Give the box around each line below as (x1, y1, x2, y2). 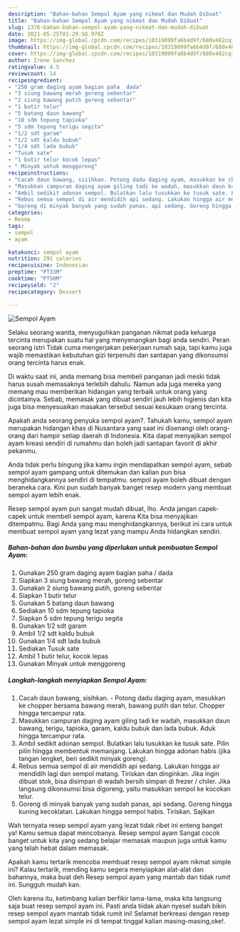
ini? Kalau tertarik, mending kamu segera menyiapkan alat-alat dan (8, 865, 204, 874)
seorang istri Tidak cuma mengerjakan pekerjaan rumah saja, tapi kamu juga (8, 343, 232, 351)
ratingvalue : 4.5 (8, 63, 60, 71)
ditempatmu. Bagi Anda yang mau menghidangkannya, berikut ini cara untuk (8, 519, 233, 528)
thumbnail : (8, 43, 41, 51)
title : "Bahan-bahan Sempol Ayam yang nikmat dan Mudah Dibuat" (8, 17, 203, 24)
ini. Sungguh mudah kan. (8, 881, 81, 889)
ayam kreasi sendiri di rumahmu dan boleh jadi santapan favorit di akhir (8, 439, 218, 447)
